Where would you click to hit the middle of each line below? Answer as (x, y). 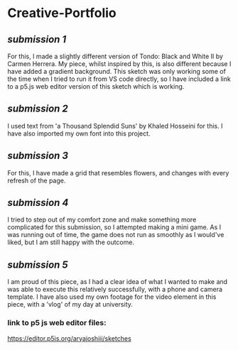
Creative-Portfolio (62, 13)
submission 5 (38, 264)
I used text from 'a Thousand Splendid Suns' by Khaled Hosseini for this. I (115, 126)
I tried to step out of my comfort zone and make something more (102, 220)
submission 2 (38, 109)
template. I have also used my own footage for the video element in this (112, 297)
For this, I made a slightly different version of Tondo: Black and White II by (115, 56)
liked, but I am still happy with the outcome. (71, 242)
